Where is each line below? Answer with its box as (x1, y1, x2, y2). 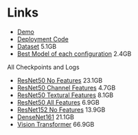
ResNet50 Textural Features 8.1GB (16, 91, 114, 99)
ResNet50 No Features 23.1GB (16, 76, 103, 84)
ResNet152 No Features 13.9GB (16, 105, 106, 114)
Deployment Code (16, 34, 69, 43)
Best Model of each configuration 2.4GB (16, 50, 132, 58)
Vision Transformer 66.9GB (16, 120, 95, 128)
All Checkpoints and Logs (7, 63, 80, 71)
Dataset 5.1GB (16, 42, 57, 50)
